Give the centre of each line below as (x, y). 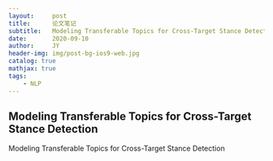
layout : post (38, 16)
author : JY (34, 46)
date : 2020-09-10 (49, 38)
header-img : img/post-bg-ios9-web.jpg (74, 53)
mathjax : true (32, 69)
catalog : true (32, 61)
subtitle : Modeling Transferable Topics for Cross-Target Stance (125, 31)
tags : (17, 76)
